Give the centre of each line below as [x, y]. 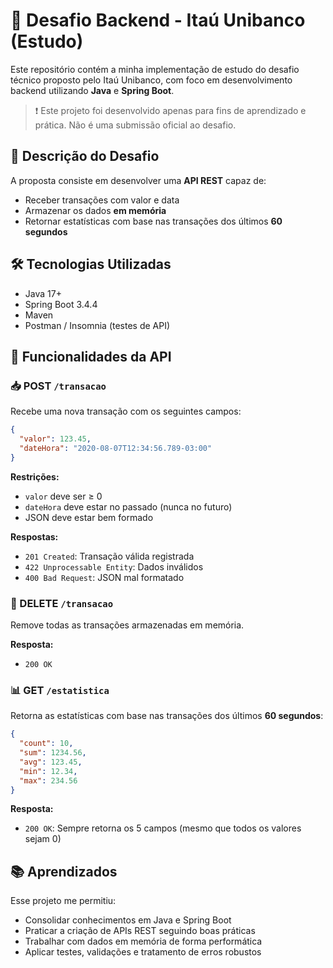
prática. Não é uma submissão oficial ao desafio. [135, 125]
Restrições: [35, 476]
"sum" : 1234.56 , [53, 753]
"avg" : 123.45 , [51, 762]
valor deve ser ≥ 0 [63, 496]
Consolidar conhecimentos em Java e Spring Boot [128, 920]
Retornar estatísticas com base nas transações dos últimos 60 [153, 221]
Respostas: [34, 536]
